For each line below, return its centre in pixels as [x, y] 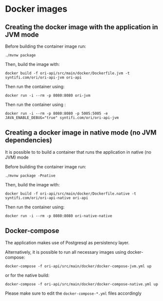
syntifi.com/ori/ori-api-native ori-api [47, 198]
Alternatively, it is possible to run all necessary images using [66, 252]
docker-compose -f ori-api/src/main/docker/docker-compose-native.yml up [82, 284]
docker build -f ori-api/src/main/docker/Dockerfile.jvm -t [68, 73]
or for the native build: [27, 275]
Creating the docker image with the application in [81, 27]
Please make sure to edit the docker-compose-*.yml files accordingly [73, 293]
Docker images [36, 9]
